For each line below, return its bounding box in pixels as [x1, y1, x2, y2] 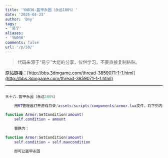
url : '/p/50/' [5, 45, 35, 50]
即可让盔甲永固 [14, 148, 40, 153]
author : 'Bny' [5, 17, 35, 22]
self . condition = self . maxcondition [14, 139, 91, 144]
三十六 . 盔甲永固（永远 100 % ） [5, 94, 57, 99]
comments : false [5, 40, 39, 45]
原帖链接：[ [5, 70, 29, 76]
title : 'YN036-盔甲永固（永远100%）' [5, 7, 78, 13]
